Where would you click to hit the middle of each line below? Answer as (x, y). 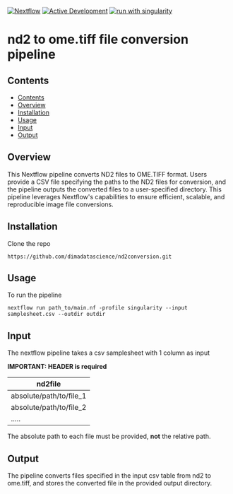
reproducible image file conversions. (61, 204)
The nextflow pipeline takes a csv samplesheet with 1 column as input (109, 353)
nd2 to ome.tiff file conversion (98, 40)
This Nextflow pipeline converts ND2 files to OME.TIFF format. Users (107, 174)
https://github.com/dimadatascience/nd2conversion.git (90, 257)
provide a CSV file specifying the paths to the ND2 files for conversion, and (117, 182)
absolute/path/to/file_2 (49, 408)
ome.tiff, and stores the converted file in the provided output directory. (110, 483)
